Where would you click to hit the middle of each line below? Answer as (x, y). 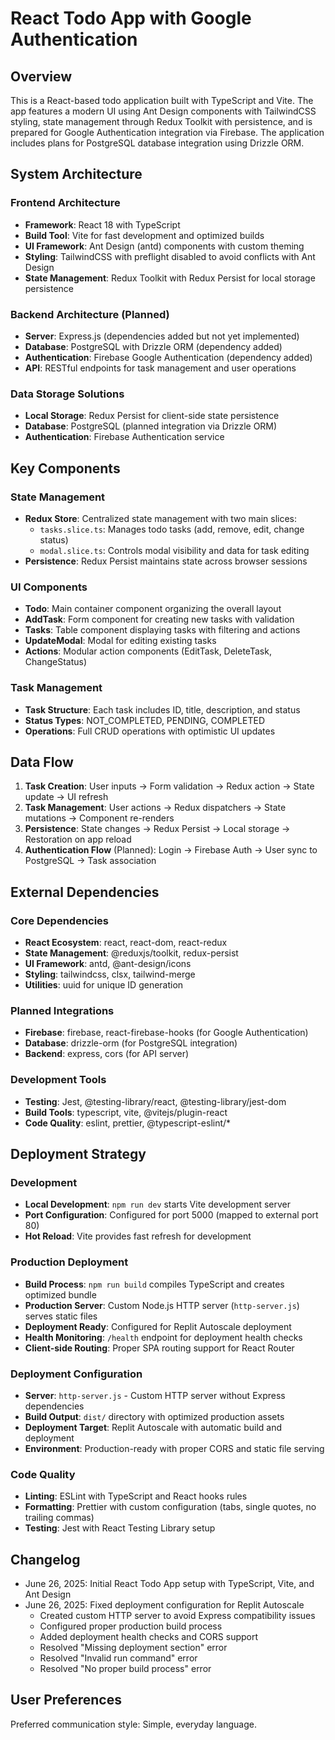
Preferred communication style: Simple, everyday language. (133, 1724)
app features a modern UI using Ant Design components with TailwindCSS (163, 111)
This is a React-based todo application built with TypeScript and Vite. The (162, 100)
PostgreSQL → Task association (90, 861)
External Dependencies (85, 892)
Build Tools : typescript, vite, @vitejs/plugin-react (126, 1112)
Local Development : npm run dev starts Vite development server (158, 1204)
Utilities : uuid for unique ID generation (104, 985)
